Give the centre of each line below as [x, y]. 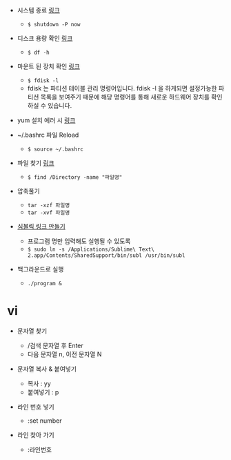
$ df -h [38, 52]
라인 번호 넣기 [36, 407]
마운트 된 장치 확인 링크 [49, 66]
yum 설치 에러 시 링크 [46, 120]
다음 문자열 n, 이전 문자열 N [64, 354]
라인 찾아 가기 [36, 434]
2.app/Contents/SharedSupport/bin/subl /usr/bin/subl [106, 256]
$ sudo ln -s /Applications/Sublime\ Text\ [91, 249]
